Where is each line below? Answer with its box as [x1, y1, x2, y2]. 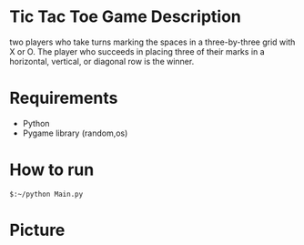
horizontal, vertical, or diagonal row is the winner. [9, 56, 195, 66]
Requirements [9, 88, 118, 108]
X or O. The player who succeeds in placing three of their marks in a [9, 46, 266, 56]
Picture [9, 220, 66, 240]
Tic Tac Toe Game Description [9, 6, 241, 27]
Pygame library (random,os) [22, 128, 128, 138]
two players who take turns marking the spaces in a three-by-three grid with [9, 36, 296, 47]
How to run [9, 159, 95, 180]
